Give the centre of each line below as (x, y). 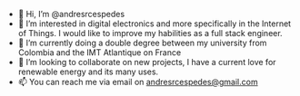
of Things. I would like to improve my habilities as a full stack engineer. (150, 33)
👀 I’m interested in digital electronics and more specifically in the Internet (155, 24)
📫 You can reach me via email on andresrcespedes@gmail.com (138, 82)
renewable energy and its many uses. (88, 72)
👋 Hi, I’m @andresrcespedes (71, 14)
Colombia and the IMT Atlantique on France (100, 53)
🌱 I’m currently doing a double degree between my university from (142, 43)
